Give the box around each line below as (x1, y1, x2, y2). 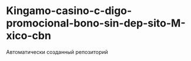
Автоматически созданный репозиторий (6, 48, 109, 55)
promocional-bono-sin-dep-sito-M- (6, 16, 186, 30)
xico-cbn (6, 29, 52, 42)
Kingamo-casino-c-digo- (6, 4, 132, 18)
